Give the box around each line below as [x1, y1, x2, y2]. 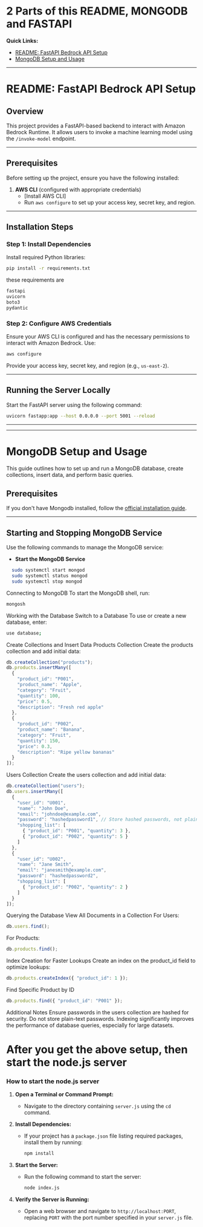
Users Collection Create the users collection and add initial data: [6, 771, 166, 779]
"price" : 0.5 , [17, 698, 53, 705]
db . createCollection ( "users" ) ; [6, 783, 85, 789]
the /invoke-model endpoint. [6, 135, 77, 142]
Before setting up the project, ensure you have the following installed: [6, 174, 179, 181]
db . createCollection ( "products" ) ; [6, 659, 94, 665]
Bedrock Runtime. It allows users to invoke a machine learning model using [6, 128, 193, 135]
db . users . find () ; [6, 924, 50, 930]
